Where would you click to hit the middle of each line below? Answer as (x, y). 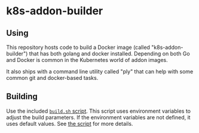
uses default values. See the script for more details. (70, 123)
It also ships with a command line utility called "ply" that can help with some (100, 72)
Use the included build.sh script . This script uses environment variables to (99, 111)
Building (22, 97)
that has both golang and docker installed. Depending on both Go (109, 54)
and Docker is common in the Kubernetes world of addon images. (87, 60)
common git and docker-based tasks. (52, 78)
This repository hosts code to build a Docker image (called (78, 47)
